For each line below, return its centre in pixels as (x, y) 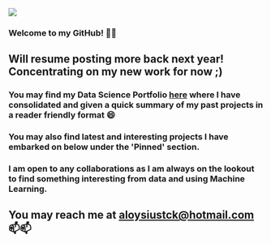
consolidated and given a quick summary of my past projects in (136, 105)
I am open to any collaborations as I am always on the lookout (131, 168)
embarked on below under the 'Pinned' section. (104, 147)
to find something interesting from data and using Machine (127, 179)
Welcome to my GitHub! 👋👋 (62, 32)
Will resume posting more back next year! (116, 60)
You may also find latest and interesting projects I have (118, 137)
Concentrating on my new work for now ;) (116, 72)
